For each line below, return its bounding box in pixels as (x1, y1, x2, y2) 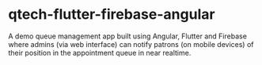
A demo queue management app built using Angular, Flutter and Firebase (8, 31, 248, 41)
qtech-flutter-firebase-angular (8, 5, 215, 23)
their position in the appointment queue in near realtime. (8, 48, 192, 57)
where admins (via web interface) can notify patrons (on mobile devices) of (8, 39, 254, 49)
